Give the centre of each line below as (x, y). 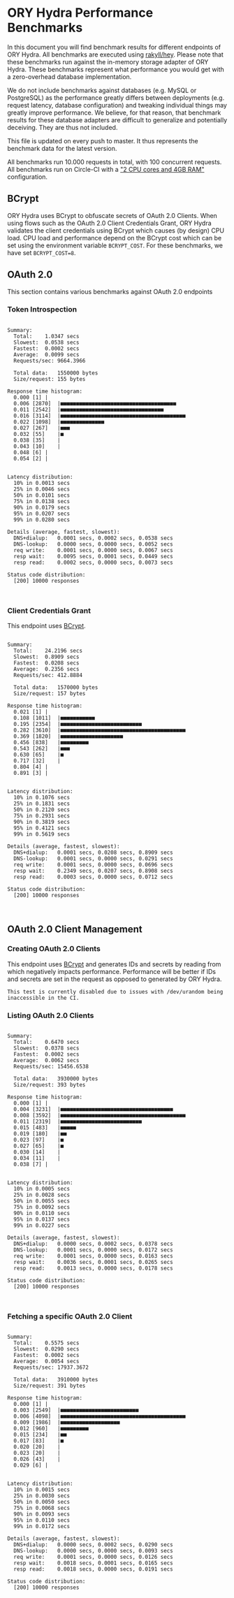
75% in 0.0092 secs (42, 1207)
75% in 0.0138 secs (42, 501)
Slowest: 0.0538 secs (46, 342)
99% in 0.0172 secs (42, 1527)
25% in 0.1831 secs (42, 804)
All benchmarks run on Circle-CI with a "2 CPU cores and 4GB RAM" (106, 169)
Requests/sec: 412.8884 (48, 676)
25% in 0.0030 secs (42, 1496)
